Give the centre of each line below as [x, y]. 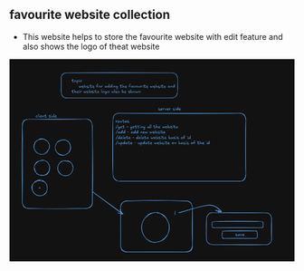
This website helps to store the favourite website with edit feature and [152, 36]
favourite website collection [90, 15]
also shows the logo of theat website [91, 46]
